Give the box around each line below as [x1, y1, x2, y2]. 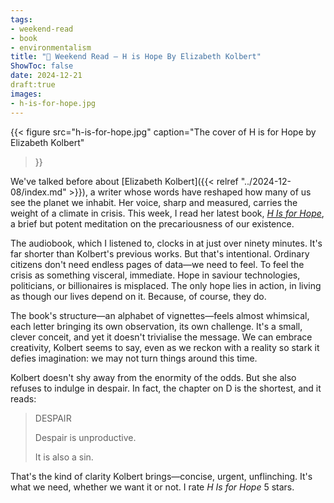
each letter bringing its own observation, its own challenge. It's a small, [10, 320, 303, 332]
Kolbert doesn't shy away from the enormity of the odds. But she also [10, 371, 297, 383]
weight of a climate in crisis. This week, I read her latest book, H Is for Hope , [10, 207, 325, 219]
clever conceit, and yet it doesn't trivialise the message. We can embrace [10, 331, 313, 343]
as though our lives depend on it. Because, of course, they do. [10, 290, 267, 302]
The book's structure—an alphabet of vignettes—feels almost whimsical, [10, 309, 310, 321]
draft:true [10, 80, 56, 90]
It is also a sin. [34, 451, 94, 463]
